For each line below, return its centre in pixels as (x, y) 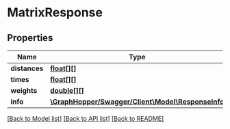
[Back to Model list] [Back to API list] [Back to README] (86, 118)
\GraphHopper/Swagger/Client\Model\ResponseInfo (137, 102)
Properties (30, 38)
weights (24, 90)
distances (27, 68)
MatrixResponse (55, 13)
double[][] (67, 90)
